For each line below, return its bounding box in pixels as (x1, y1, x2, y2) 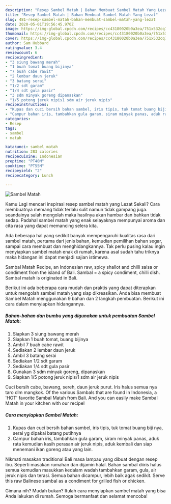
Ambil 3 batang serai (12, 352, 56, 359)
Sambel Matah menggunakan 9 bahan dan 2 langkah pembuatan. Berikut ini (5, 296, 164, 302)
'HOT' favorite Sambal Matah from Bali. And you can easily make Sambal (5, 395, 158, 401)
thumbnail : (5, 31, 28, 36)
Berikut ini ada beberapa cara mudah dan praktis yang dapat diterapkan (5, 285, 156, 291)
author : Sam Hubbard (5, 41, 49, 46)
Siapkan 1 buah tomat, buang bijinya (12, 337, 89, 343)
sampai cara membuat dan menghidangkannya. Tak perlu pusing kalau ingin (5, 243, 165, 249)
